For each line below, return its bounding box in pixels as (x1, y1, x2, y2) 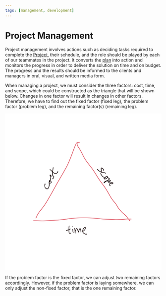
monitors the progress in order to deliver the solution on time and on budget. (5, 62, 162, 68)
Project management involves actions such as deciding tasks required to (5, 46, 154, 52)
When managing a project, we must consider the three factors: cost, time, (5, 82, 156, 88)
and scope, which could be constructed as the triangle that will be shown (5, 87, 155, 94)
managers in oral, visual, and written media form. (5, 72, 105, 79)
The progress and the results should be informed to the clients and (5, 67, 142, 73)
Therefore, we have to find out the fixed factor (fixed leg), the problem (5, 98, 149, 104)
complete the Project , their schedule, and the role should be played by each (5, 52, 160, 58)
